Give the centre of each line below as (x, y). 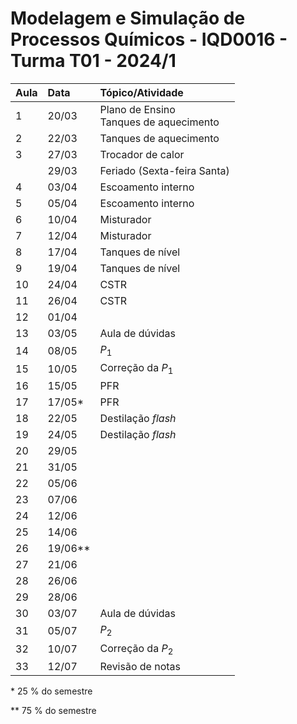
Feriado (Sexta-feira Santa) (164, 170)
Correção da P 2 (136, 649)
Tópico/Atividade (141, 92)
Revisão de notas (140, 666)
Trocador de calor (142, 154)
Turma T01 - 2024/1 (93, 61)
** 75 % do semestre (53, 710)
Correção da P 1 (136, 369)
